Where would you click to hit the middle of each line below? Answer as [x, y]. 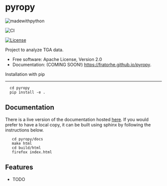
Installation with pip [25, 74]
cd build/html [26, 148]
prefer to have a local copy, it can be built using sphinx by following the [78, 124]
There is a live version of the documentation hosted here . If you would [77, 119]
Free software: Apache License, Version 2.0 [57, 59]
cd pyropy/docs [27, 139]
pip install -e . [28, 92]
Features [19, 167]
